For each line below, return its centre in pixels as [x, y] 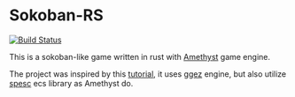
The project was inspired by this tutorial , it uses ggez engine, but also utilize [148, 74]
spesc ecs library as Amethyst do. [71, 83]
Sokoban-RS [56, 15]
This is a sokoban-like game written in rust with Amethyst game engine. [140, 56]
